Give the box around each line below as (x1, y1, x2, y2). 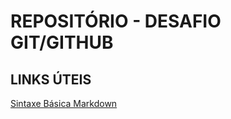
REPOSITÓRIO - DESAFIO (10, 10, 222, 33)
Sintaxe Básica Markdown (10, 98, 118, 109)
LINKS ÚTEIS (10, 71, 92, 88)
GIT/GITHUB (10, 31, 114, 54)
